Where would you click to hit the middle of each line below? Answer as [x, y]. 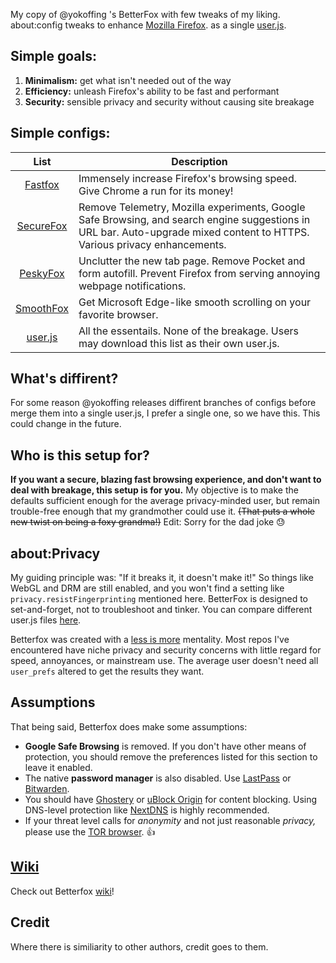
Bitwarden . [47, 788]
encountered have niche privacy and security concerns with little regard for [166, 650]
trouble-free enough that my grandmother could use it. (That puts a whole [162, 511]
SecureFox [42, 226]
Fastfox [42, 184]
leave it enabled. [58, 767]
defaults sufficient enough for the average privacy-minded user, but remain [165, 501]
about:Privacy [55, 553]
